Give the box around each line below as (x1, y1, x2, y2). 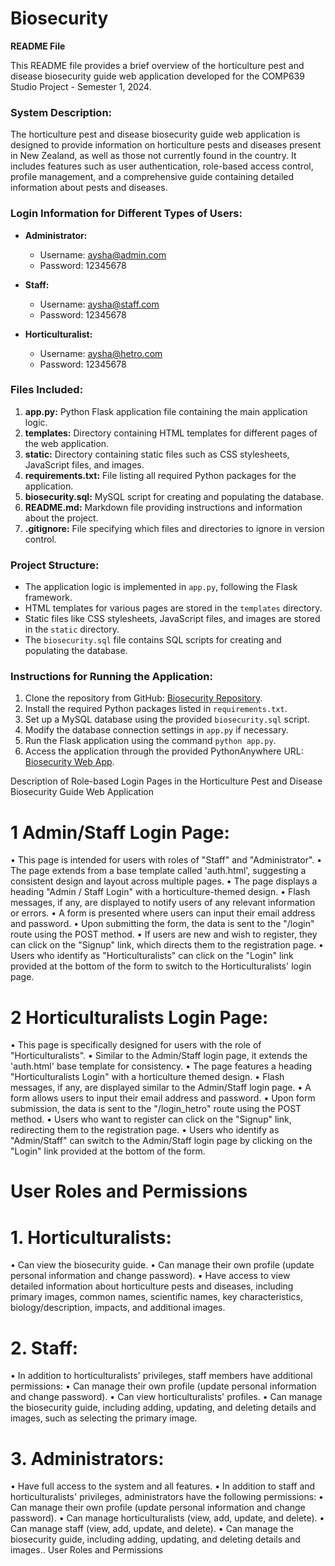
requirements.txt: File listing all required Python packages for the (24, 469, 297, 481)
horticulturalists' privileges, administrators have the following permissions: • (10, 1491, 324, 1503)
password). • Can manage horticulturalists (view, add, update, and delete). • (10, 1512, 325, 1524)
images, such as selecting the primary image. (10, 1412, 198, 1424)
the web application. (24, 437, 110, 449)
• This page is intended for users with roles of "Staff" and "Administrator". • (10, 854, 323, 866)
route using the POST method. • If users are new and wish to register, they (10, 928, 318, 941)
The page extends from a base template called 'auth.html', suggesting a (10, 865, 307, 877)
